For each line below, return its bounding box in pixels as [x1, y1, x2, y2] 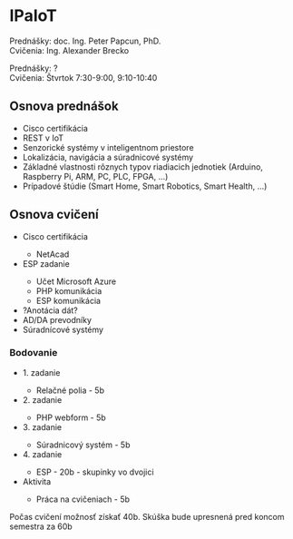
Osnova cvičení [9, 207, 99, 222]
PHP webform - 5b [35, 412, 106, 423]
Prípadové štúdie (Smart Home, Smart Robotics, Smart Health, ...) [22, 181, 268, 191]
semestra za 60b [9, 521, 73, 532]
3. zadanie [22, 421, 62, 432]
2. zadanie [22, 394, 63, 405]
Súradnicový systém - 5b [35, 439, 131, 450]
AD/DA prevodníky [22, 314, 93, 325]
